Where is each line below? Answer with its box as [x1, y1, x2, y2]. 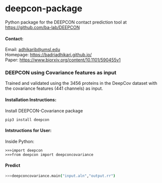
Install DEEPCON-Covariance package [5, 107, 83, 113]
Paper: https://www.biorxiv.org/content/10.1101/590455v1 [5, 57, 121, 63]
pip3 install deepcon [5, 117, 50, 122]
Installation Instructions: [5, 97, 57, 103]
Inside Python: [5, 138, 34, 144]
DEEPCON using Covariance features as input [5, 69, 117, 76]
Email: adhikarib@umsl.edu [5, 47, 61, 52]
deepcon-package [5, 3, 83, 14]
